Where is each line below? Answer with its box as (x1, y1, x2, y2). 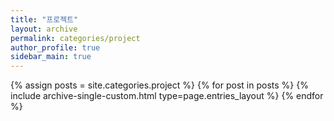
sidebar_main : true (10, 52, 92, 62)
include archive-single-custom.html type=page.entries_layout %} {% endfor (10, 90, 324, 102)
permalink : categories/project (10, 33, 141, 43)
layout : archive (10, 24, 78, 34)
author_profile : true (10, 42, 101, 53)
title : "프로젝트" (10, 14, 79, 25)
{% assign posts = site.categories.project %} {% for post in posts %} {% (10, 79, 309, 91)
